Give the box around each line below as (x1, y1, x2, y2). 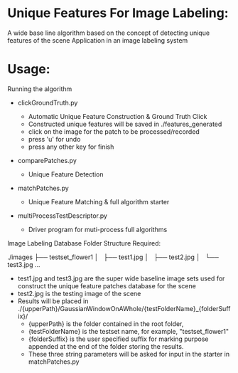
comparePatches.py (17, 156, 77, 164)
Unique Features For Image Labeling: (7, 5, 229, 21)
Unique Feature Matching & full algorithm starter (28, 197, 170, 206)
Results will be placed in (17, 297, 89, 305)
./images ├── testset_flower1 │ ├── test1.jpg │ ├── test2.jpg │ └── (7, 253, 219, 261)
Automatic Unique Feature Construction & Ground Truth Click (28, 112, 207, 120)
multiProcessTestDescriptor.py (17, 211, 108, 220)
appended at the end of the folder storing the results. (28, 342, 184, 350)
